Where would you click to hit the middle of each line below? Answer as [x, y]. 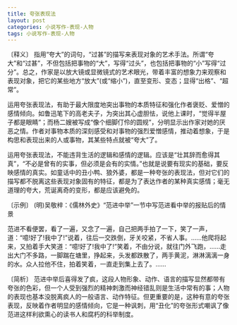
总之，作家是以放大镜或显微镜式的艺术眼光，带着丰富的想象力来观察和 [124, 72]
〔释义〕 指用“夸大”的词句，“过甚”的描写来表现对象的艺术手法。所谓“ [108, 54]
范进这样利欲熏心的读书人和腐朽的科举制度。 [72, 314]
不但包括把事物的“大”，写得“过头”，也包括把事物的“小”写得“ [133, 63]
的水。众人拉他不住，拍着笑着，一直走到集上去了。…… [87, 264]
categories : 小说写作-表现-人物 [50, 27]
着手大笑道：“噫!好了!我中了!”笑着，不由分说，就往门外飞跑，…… [126, 247]
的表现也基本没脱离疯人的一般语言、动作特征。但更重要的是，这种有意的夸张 [119, 297]
